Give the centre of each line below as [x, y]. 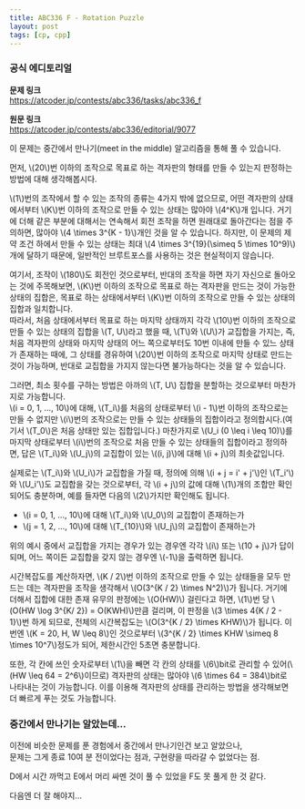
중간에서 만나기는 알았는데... [68, 723]
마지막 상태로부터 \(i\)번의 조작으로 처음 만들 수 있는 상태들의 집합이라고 [137, 442]
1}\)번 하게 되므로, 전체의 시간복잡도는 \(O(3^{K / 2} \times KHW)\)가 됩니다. [146, 621]
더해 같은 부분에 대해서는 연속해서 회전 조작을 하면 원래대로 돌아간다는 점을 [151, 220]
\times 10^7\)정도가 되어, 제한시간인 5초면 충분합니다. [105, 644]
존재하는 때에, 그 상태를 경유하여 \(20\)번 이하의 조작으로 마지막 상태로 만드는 [156, 354]
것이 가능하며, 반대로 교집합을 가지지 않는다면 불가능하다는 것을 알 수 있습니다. [148, 365]
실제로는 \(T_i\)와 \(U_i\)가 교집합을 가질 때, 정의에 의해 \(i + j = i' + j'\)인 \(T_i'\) [152, 472]
